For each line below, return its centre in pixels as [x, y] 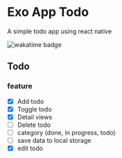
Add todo [31, 101]
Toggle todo [34, 109]
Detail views [35, 117]
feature [20, 86]
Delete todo [34, 125]
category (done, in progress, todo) [66, 132]
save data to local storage [54, 140]
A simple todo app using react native [60, 31]
